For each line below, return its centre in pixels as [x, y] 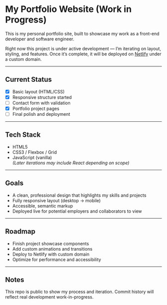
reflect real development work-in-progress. [49, 297]
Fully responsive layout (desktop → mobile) [56, 200]
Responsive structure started [42, 97]
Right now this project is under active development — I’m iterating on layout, [83, 48]
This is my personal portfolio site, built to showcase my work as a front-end [83, 33]
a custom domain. [24, 59]
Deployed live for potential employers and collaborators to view [77, 211]
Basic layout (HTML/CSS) [38, 91]
